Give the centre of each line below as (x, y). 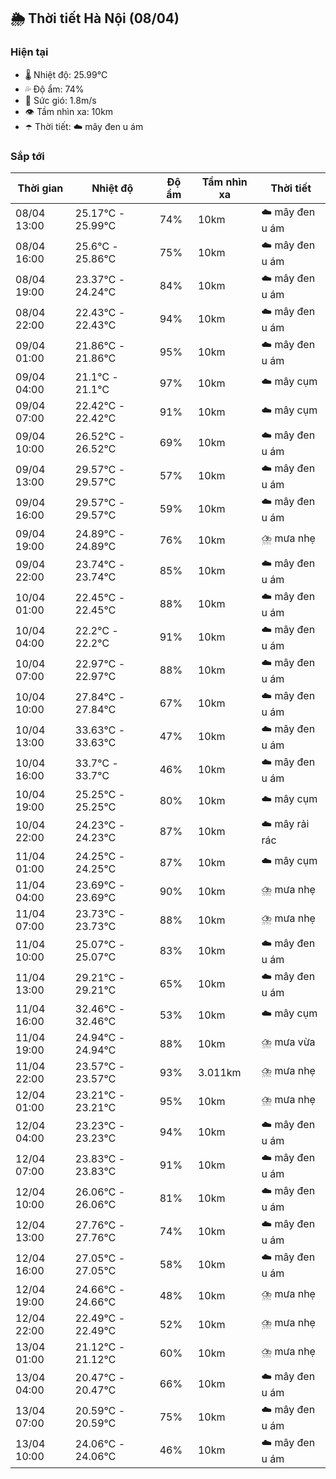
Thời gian (40, 188)
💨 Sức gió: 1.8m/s (60, 100)
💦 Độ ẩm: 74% (54, 89)
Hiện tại (29, 52)
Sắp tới (27, 156)
